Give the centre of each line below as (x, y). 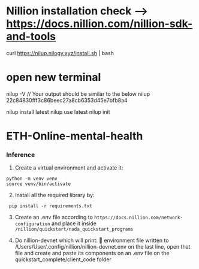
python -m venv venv (32, 179)
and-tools (31, 37)
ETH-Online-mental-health (75, 136)
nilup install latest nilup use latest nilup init (58, 111)
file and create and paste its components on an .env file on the (92, 253)
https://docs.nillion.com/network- (138, 218)
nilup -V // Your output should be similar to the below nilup (78, 93)
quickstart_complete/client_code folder (63, 259)
